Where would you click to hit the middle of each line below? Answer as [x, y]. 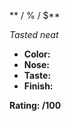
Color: [37, 54]
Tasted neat [34, 34]
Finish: [38, 86]
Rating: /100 [35, 105]
